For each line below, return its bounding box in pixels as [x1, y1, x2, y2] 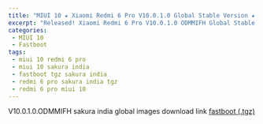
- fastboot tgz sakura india [11, 70, 108, 78]
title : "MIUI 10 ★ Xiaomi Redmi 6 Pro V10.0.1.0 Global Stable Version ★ [8, 11, 256, 20]
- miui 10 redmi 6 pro [11, 56, 87, 64]
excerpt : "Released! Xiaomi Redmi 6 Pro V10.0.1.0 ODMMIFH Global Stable [8, 19, 256, 27]
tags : [8, 48, 26, 56]
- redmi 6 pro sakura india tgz [11, 77, 118, 85]
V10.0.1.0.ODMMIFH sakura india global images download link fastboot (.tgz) [8, 107, 256, 116]
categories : [8, 26, 47, 34]
